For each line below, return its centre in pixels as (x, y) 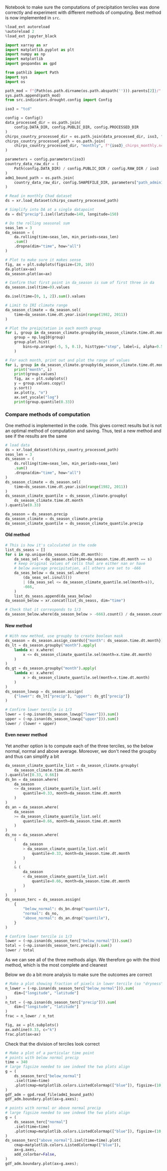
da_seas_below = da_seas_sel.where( (52, 573)
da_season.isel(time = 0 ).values (38, 287)
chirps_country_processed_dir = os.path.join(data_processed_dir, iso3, (82, 136)
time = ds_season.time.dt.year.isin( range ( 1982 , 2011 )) (71, 487)
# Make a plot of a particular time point (50, 1053)
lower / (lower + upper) (31, 723)
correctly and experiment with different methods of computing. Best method (83, 12)
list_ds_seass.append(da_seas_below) (53, 596)
